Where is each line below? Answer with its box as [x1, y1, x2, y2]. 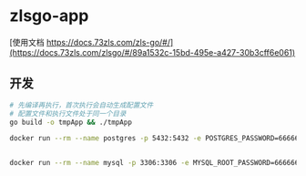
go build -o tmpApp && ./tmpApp [9, 118, 132, 127]
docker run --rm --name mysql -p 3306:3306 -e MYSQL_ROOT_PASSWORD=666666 [9, 159, 300, 168]
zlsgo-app [9, 5, 89, 26]
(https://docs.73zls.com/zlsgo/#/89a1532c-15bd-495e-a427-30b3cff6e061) [9, 47, 296, 57]
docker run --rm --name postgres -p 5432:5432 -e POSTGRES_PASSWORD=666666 [9, 134, 303, 143]
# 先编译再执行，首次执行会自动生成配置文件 [9, 100, 154, 109]
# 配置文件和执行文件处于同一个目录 [9, 109, 127, 119]
